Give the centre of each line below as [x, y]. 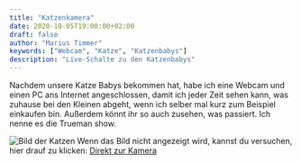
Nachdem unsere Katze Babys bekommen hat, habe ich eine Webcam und [147, 85]
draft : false [34, 34]
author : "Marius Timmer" [56, 43]
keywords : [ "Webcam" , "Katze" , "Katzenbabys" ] [98, 51]
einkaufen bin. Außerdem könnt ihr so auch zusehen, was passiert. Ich [140, 114]
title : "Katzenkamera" [52, 18]
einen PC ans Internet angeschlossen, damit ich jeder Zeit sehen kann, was [149, 95]
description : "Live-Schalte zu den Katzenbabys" [102, 59]
